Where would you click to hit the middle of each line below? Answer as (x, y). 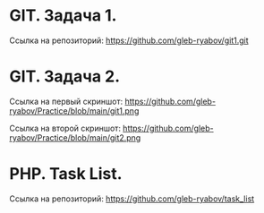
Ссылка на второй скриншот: (65, 128)
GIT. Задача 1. (63, 16)
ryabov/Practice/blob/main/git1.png (74, 111)
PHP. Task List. (66, 174)
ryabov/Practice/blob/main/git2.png (75, 137)
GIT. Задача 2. (65, 77)
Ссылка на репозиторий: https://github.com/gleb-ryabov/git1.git (129, 40)
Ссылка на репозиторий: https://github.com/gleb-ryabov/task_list (132, 199)
